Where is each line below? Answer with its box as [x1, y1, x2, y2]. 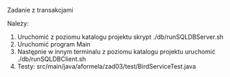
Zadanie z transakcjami [7, 6, 74, 14]
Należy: [7, 19, 29, 27]
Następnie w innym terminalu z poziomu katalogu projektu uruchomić [17, 48, 216, 55]
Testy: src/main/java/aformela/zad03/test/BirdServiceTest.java [17, 62, 196, 70]
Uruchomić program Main [17, 40, 91, 48]
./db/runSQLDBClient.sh [17, 55, 87, 63]
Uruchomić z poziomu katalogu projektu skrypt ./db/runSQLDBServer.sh [17, 33, 224, 41]
